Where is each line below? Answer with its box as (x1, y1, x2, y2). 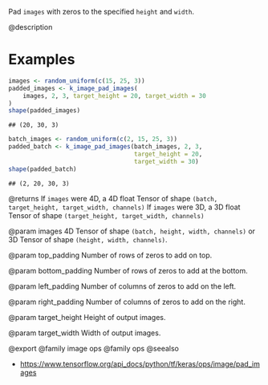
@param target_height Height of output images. (8, 312, 166, 322)
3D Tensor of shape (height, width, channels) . (8, 234, 168, 244)
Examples (8, 51, 75, 69)
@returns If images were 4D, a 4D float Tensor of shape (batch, (8, 193, 218, 203)
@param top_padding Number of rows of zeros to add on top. (8, 250, 213, 260)
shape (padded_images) (8, 107, 81, 115)
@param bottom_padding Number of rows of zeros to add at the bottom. (8, 265, 249, 275)
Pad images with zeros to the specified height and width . (8, 7, 195, 16)
